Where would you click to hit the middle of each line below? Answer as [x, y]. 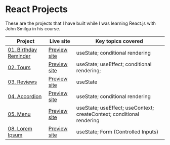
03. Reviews [22, 82]
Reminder [19, 56]
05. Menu [19, 114]
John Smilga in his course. [33, 28]
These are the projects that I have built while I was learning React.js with [80, 23]
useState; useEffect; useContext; [115, 108]
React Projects [37, 9]
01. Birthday [23, 50]
